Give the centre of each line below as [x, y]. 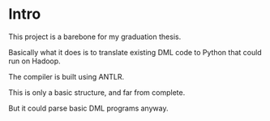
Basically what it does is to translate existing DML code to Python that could [135, 52]
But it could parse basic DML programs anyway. [88, 108]
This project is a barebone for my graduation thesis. [95, 37]
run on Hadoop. [34, 61]
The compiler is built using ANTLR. [66, 76]
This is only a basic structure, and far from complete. [97, 92]
